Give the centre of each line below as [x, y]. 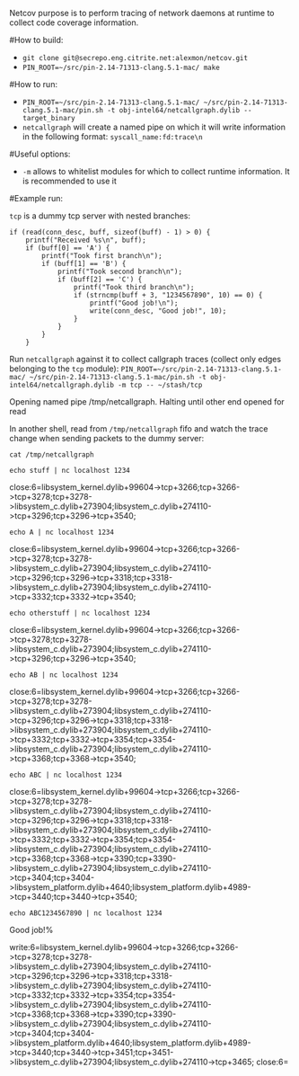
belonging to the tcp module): [64, 369]
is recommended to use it [69, 181]
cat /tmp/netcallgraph [52, 455]
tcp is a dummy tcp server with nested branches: [100, 216]
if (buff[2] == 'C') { [100, 280]
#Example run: [36, 198]
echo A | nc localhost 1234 [62, 532]
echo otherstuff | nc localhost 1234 [80, 613]
